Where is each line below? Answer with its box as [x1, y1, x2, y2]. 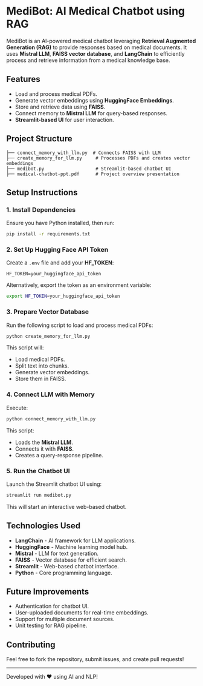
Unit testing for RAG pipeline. [14, 622, 88, 629]
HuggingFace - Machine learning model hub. [14, 543, 128, 550]
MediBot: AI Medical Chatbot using [6, 4, 185, 18]
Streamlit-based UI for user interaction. [14, 116, 114, 123]
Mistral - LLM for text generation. [14, 550, 98, 557]
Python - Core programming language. [14, 569, 113, 576]
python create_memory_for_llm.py [6, 333, 91, 339]
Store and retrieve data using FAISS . [14, 103, 106, 110]
